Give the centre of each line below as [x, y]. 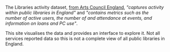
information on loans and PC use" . [41, 23]
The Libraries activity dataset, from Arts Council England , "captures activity [84, 7]
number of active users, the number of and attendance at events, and [79, 18]
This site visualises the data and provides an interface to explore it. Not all [83, 33]
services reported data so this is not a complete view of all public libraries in [85, 38]
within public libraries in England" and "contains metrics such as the [77, 13]
